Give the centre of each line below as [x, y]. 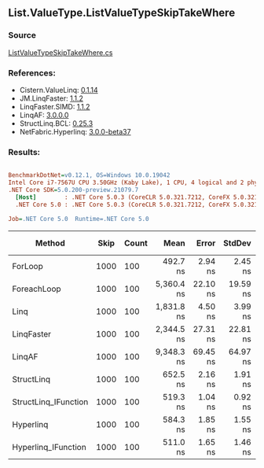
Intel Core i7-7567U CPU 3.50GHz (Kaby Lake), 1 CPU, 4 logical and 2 [126, 183]
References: [32, 72]
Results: [24, 152]
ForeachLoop [37, 289]
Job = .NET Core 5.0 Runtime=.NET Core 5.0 [79, 219]
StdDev [237, 243]
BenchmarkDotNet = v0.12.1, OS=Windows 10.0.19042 [89, 175]
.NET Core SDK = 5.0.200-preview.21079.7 [73, 190]
